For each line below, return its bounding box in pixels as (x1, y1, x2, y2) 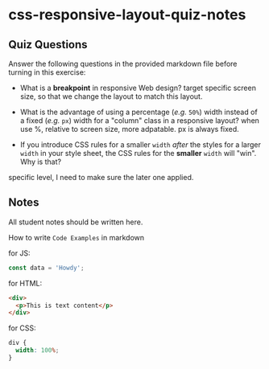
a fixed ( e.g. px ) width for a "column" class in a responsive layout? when (19, 116, 260, 125)
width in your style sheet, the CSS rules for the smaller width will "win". (19, 149, 257, 158)
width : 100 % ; (15, 346, 60, 355)
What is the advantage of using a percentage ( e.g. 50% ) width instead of (19, 107, 258, 117)
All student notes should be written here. (8, 217, 143, 227)
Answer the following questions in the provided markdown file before (8, 59, 238, 68)
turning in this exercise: (8, 68, 86, 77)
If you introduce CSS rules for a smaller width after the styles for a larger (19, 140, 262, 150)
